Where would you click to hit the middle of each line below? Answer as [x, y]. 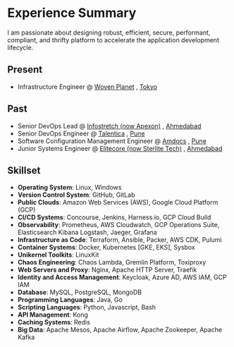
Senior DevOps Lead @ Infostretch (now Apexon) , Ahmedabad [109, 126]
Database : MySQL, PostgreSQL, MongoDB [80, 292]
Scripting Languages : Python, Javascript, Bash [87, 308]
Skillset [24, 170]
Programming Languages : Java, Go [70, 300]
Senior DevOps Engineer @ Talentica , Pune [81, 133]
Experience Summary [72, 13]
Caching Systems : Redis [54, 322]
